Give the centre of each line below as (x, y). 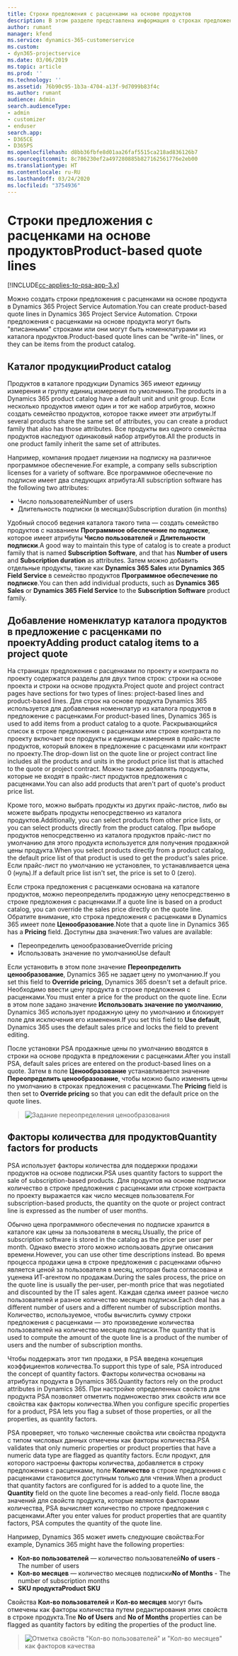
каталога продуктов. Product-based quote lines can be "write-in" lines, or (115, 337)
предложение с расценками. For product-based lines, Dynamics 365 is (112, 716)
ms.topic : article (34, 67)
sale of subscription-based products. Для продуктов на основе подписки (117, 1180)
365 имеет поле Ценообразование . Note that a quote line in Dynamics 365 (118, 924)
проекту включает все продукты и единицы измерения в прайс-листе (114, 738)
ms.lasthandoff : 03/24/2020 (49, 179)
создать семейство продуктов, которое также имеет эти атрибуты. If (112, 414)
